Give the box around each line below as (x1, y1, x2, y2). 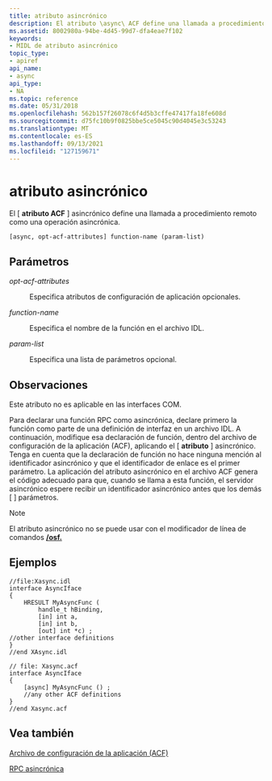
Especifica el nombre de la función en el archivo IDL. (29, 323, 205, 333)
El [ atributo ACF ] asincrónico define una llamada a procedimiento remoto (9, 209, 257, 218)
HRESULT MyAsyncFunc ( (23, 598, 100, 606)
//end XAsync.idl (9, 648, 68, 656)
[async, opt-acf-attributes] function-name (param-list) (9, 233, 205, 241)
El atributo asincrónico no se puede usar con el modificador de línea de (9, 523, 247, 534)
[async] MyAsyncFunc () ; (23, 683, 111, 691)
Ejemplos (9, 555, 57, 570)
